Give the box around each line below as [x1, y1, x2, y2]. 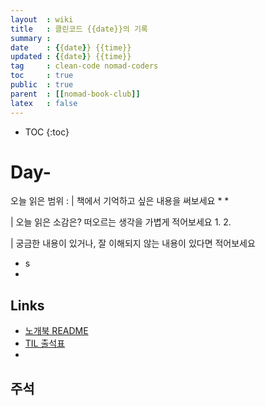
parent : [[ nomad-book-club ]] [10, 89, 141, 99]
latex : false [10, 98, 78, 108]
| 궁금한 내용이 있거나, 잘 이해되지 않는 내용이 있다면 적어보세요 [10, 237, 256, 250]
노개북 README [24, 325, 89, 337]
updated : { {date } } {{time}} [10, 52, 132, 62]
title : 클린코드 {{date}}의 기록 [10, 24, 148, 34]
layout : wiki [10, 14, 74, 25]
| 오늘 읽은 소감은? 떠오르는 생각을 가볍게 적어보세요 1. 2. [10, 216, 232, 228]
